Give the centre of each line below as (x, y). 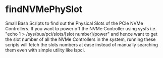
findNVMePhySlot (44, 9)
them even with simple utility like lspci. (45, 50)
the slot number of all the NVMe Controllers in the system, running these (80, 39)
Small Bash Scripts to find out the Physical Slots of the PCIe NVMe (74, 23)
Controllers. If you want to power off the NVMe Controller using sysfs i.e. (81, 28)
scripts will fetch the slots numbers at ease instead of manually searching (82, 44)
